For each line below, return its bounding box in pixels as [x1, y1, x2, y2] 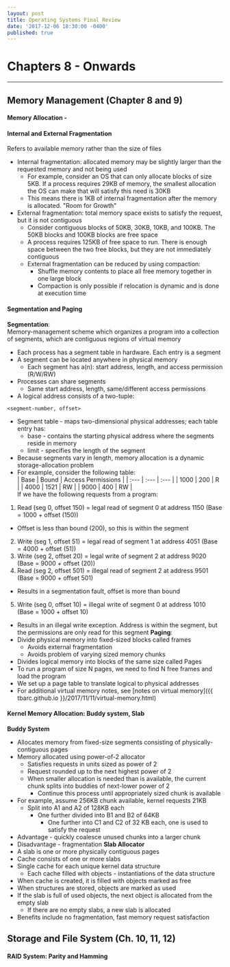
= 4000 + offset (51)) [16, 544, 77, 552]
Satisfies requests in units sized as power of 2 [27, 760, 157, 768]
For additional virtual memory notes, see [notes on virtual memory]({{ [16, 686, 214, 695]
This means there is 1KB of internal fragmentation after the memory [27, 194, 217, 202]
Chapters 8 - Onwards [7, 59, 136, 74]
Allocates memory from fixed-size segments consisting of [16, 738, 181, 746]
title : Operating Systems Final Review [7, 16, 121, 23]
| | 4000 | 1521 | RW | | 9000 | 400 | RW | [16, 482, 133, 491]
